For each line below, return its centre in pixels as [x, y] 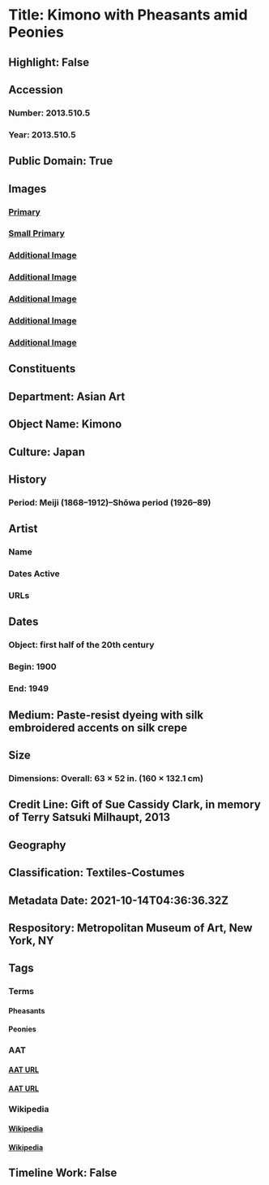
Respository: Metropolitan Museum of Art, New [130, 928]
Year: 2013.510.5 [42, 134]
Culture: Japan [47, 451]
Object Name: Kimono [65, 424]
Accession [36, 90]
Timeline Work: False [63, 1173]
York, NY [31, 940]
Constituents [42, 369]
